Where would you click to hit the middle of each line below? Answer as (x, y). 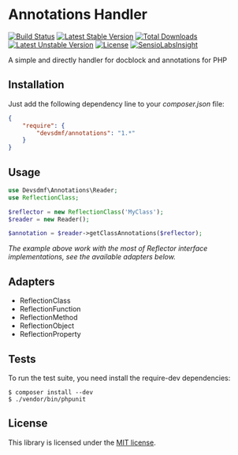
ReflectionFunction (50, 309)
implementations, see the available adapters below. (92, 257)
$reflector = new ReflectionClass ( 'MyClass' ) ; (86, 212)
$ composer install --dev (50, 392)
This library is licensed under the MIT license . (82, 442)
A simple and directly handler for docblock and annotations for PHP (117, 60)
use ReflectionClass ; (44, 198)
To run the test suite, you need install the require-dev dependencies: (119, 378)
